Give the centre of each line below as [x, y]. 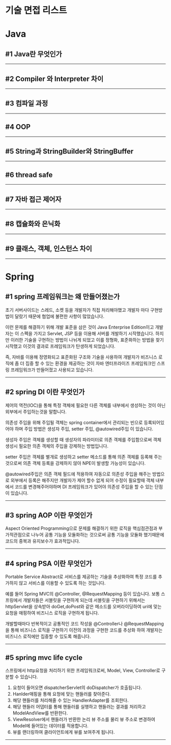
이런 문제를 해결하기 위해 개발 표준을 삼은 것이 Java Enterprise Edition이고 [80, 327]
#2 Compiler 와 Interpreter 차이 [54, 79]
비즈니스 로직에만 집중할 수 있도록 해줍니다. [48, 637]
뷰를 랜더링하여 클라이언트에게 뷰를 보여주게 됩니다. [64, 732]
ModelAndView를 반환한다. [40, 713]
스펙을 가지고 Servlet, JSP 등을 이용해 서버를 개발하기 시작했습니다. [87, 333]
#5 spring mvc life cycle [44, 657]
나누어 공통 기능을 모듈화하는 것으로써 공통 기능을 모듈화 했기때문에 [98, 535]
